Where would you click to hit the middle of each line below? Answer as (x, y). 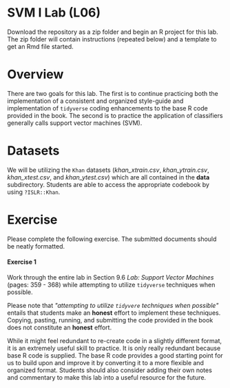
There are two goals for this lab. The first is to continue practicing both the (113, 93)
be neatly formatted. (36, 246)
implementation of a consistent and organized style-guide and (95, 101)
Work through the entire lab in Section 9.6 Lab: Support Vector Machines (111, 277)
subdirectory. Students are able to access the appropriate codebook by (108, 184)
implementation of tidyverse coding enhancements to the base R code (107, 108)
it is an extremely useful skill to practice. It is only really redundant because (114, 348)
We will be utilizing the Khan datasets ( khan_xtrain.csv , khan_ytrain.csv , (108, 170)
